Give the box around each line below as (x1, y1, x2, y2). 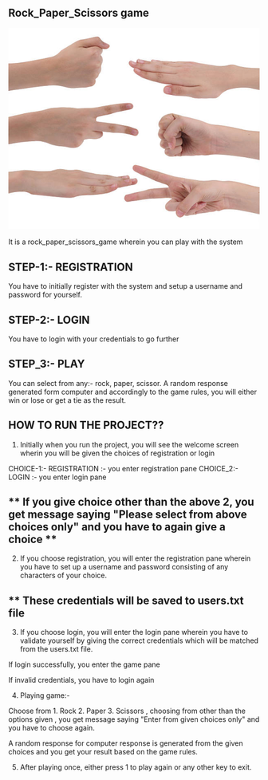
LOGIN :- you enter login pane (8, 472, 107, 482)
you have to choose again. (8, 723, 96, 733)
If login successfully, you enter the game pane (8, 660, 161, 669)
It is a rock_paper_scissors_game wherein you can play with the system (8, 237, 243, 246)
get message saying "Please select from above (8, 507, 247, 521)
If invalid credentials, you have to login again (8, 676, 155, 685)
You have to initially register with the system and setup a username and (8, 282, 243, 291)
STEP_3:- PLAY (8, 357, 85, 371)
